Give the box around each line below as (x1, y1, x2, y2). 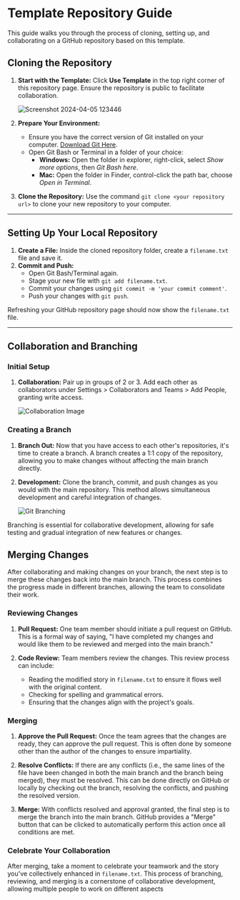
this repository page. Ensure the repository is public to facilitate (17, 84, 205, 92)
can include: (17, 661, 55, 669)
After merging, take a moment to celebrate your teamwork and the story (7, 862, 219, 871)
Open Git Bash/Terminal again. (28, 269, 119, 277)
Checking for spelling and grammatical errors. (28, 690, 164, 699)
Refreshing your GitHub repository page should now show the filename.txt (7, 305, 230, 314)
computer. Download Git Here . (28, 140, 118, 149)
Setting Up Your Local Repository (7, 227, 159, 239)
